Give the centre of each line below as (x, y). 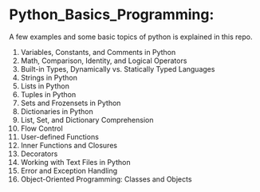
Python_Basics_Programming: (112, 15)
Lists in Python (45, 86)
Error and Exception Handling (69, 170)
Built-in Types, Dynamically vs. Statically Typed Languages (118, 69)
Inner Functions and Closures (69, 145)
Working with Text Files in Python (75, 162)
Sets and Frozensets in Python (71, 103)
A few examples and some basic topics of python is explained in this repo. (131, 37)
